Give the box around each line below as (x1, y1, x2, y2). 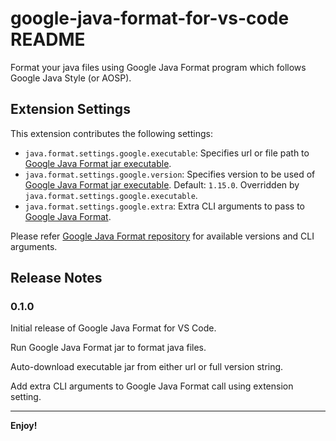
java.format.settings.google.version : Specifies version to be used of (24, 168, 316, 180)
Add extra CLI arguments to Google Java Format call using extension (10, 380, 294, 392)
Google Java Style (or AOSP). (10, 72, 132, 84)
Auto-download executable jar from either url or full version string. (10, 361, 284, 373)
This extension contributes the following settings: (10, 127, 213, 139)
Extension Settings (10, 101, 131, 118)
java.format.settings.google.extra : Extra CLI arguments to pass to (24, 200, 305, 212)
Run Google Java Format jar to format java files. (10, 342, 207, 354)
